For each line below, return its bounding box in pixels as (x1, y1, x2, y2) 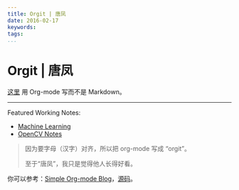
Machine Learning (17, 122, 71, 131)
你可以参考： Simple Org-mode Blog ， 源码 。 (7, 174, 137, 183)
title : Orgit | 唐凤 (7, 10, 66, 18)
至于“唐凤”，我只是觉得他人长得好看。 (24, 160, 137, 168)
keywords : (7, 23, 37, 30)
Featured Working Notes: (7, 108, 81, 117)
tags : (7, 30, 23, 38)
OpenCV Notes (17, 130, 63, 138)
